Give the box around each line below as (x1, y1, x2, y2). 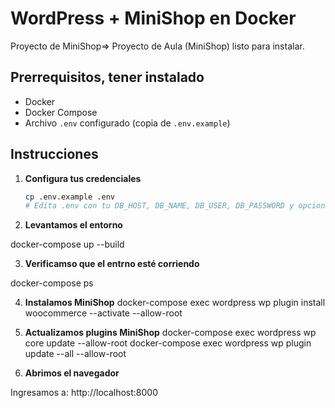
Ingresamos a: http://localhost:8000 (10, 387, 159, 399)
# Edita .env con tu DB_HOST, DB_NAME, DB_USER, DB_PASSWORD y (24, 201, 295, 211)
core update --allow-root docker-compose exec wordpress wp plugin (24, 337, 312, 349)
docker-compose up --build (10, 238, 125, 251)
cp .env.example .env (24, 192, 115, 202)
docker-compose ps (10, 277, 94, 289)
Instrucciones (10, 146, 99, 163)
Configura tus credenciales (24, 172, 142, 184)
